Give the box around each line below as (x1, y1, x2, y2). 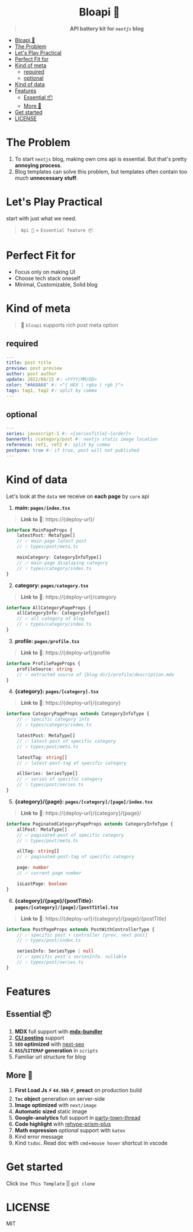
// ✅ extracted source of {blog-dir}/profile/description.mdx (17, 672, 175, 678)
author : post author (6, 371, 57, 377)
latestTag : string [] (17, 754, 67, 760)
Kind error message (14, 1133, 63, 1140)
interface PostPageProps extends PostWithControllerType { (6, 927, 155, 932)
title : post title (6, 360, 52, 366)
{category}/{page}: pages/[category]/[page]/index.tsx (14, 798, 153, 805)
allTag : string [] (17, 848, 60, 855)
